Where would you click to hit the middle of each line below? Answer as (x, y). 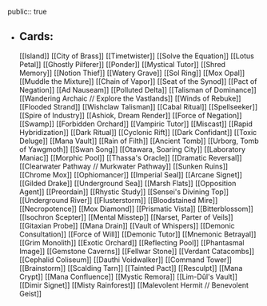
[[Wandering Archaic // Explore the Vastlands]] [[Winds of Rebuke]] (130, 98)
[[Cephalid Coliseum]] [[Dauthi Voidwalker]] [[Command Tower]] (126, 260)
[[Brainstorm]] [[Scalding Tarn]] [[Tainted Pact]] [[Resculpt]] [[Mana (131, 268)
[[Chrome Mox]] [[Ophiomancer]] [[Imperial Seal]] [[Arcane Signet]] (131, 174)
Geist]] (30, 293)
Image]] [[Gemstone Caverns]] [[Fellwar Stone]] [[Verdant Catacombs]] (137, 251)
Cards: (36, 36)
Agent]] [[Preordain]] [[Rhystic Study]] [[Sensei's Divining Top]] (124, 192)
